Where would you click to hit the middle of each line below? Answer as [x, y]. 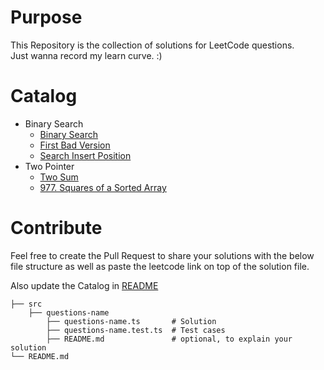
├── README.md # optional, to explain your [169, 339]
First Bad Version [75, 145]
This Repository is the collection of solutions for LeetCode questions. [152, 45]
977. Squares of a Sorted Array [103, 187]
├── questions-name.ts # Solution [131, 321]
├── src [26, 304]
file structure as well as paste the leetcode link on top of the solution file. [160, 266]
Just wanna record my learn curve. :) [86, 55]
